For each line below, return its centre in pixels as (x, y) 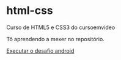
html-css (30, 11)
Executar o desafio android (40, 51)
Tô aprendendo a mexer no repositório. (56, 39)
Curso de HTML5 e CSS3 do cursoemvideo (61, 27)
